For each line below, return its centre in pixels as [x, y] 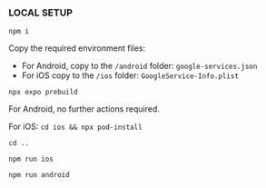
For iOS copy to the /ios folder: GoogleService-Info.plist [130, 75]
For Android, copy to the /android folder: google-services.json [139, 66]
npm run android [39, 175]
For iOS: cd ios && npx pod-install [75, 127]
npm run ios [31, 159]
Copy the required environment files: [77, 48]
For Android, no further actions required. [84, 109]
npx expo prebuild [43, 93]
